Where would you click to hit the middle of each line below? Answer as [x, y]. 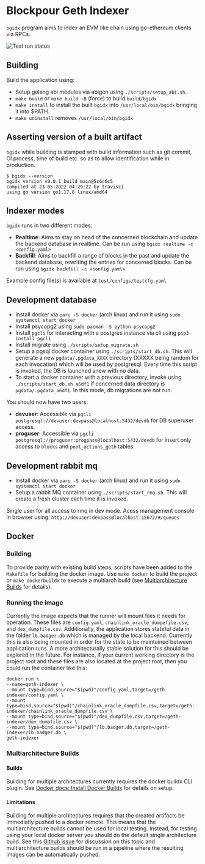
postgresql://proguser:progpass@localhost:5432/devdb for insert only [103, 440]
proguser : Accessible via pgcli [54, 434]
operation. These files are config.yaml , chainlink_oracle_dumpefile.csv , [98, 622]
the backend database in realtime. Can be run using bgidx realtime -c [104, 244]
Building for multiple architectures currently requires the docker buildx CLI [99, 781]
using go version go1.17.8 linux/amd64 [57, 192]
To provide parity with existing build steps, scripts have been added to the [99, 567]
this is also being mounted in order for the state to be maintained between [99, 642]
